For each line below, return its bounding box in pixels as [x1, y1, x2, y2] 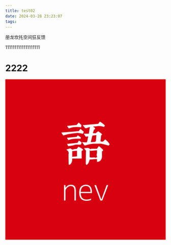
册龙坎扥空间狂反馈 [5, 34, 46, 40]
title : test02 [5, 8, 36, 13]
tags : [5, 19, 17, 24]
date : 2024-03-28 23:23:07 [5, 13, 63, 19]
